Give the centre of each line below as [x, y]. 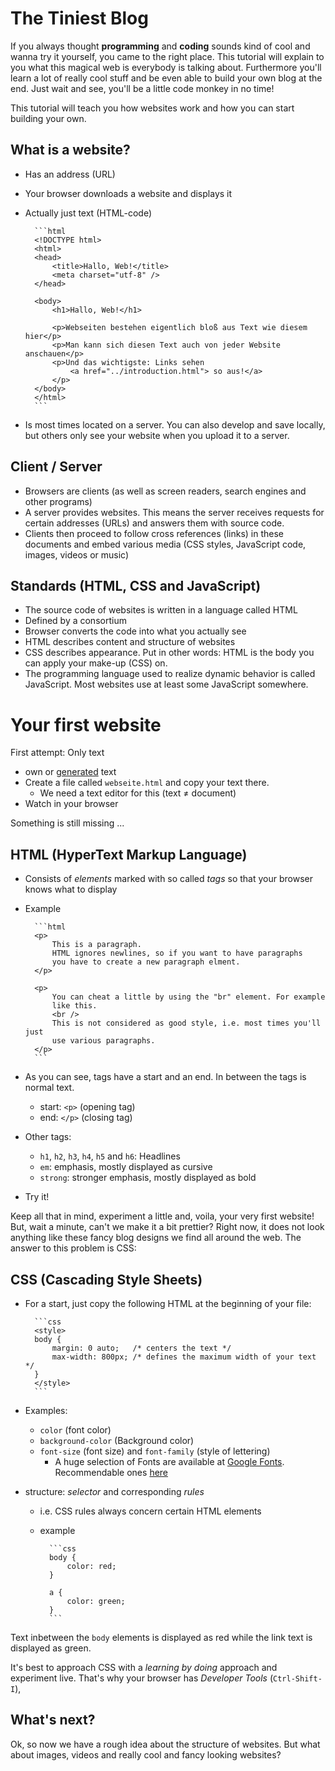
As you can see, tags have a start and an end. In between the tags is [165, 1077]
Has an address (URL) [70, 174]
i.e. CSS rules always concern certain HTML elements [150, 1511]
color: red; [91, 1566]
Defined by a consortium [75, 621]
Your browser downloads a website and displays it [128, 193]
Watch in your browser [71, 804]
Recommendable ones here [111, 1472]
